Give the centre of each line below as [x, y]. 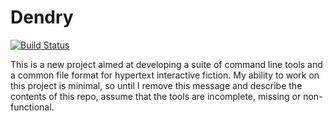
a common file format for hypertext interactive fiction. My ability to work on [165, 75]
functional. [32, 107]
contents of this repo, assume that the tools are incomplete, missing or [156, 96]
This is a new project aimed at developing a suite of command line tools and [166, 64]
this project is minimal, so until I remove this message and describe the [156, 85]
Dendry [42, 17]
